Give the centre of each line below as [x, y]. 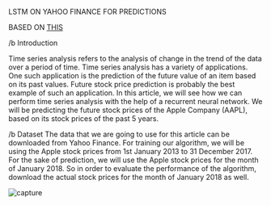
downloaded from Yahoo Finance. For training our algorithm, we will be [127, 143]
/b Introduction [33, 43]
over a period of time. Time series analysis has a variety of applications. [128, 67]
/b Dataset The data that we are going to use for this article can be [119, 134]
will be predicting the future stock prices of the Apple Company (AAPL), [128, 110]
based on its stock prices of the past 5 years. [84, 119]
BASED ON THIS [36, 27]
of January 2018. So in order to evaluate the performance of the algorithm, [133, 168]
